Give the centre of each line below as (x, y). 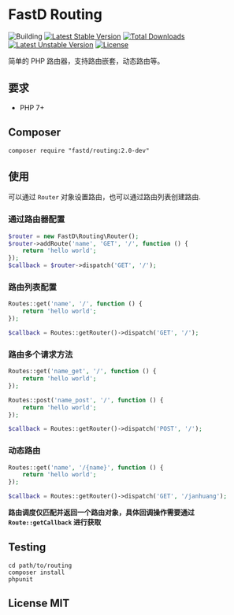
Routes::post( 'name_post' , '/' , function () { (86, 400)
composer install (37, 572)
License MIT (39, 604)
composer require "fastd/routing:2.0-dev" (79, 150)
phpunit (21, 579)
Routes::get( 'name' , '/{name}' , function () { (86, 467)
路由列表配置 (33, 287)
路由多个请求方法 (41, 354)
